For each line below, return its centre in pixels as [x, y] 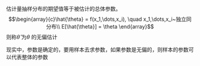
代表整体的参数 [29, 57]
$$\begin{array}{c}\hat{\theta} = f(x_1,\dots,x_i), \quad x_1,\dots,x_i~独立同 [100, 19]
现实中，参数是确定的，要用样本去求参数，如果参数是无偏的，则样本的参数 [97, 50]
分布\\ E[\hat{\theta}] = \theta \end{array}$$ [100, 26]
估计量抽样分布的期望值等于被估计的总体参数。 [63, 9]
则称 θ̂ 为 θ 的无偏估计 [32, 37]
